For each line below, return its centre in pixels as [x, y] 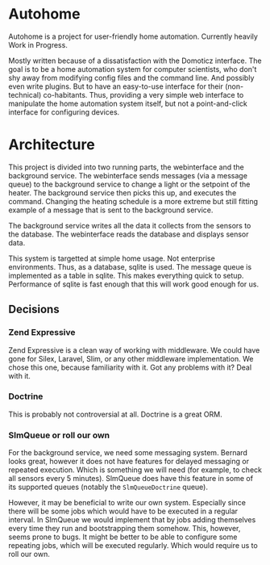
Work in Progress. [38, 44]
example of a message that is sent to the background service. [111, 210]
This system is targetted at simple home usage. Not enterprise [112, 258]
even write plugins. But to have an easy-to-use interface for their [116, 86]
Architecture [52, 145]
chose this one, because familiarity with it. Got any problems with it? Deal [130, 367]
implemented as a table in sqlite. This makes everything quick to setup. [126, 275]
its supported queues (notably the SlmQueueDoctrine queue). [108, 487]
